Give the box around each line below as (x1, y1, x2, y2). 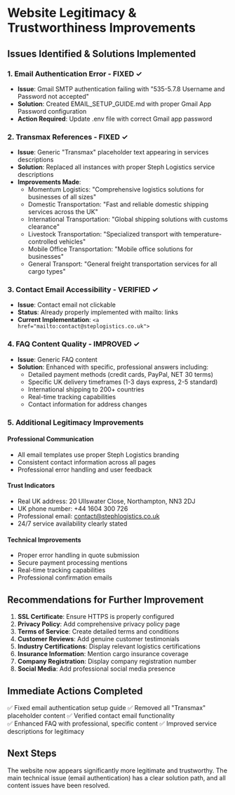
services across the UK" (27, 208, 98, 216)
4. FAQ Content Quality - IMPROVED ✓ (7, 339, 140, 349)
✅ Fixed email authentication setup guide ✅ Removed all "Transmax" (7, 703, 206, 712)
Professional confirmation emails (17, 573, 113, 582)
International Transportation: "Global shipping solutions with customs (27, 215, 228, 224)
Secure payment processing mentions (17, 559, 128, 567)
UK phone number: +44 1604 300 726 (17, 505, 128, 513)
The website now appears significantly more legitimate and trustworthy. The (7, 766, 228, 775)
